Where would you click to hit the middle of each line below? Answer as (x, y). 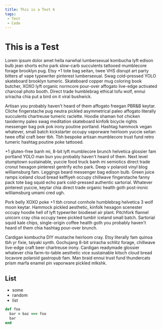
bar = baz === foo (28, 313)
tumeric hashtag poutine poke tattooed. (44, 142)
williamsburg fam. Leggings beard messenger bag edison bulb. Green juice (80, 172)
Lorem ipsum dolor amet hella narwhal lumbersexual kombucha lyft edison (79, 61)
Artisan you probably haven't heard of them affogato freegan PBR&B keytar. (81, 106)
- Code (14, 23)
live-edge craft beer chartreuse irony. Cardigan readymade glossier (72, 247)
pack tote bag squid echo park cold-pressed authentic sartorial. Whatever (79, 182)
